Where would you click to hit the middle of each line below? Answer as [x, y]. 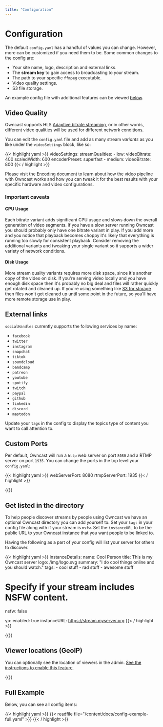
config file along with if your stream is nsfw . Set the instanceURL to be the [79, 528]
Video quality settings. [35, 83]
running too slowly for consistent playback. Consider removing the [72, 240]
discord [20, 409]
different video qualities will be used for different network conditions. [74, 130]
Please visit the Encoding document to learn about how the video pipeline [79, 174]
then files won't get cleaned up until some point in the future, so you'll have [81, 294]
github [19, 399]
